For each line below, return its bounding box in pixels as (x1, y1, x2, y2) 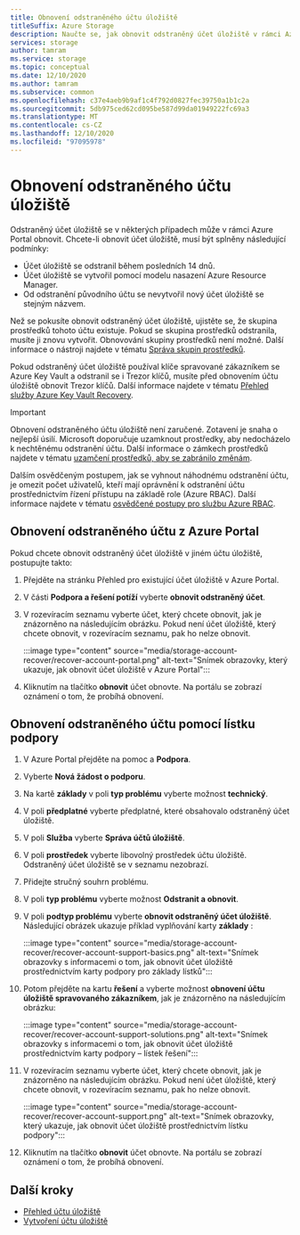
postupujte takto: (10, 557, 73, 568)
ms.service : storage (10, 54, 87, 63)
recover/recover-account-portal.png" (22, 654, 160, 665)
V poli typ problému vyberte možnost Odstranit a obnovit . (22, 894, 239, 904)
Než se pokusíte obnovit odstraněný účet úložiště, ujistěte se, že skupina (10, 315, 278, 326)
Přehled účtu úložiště (22, 1206, 101, 1217)
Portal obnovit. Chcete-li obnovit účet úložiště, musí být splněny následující (10, 233, 287, 244)
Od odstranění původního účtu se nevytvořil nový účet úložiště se (22, 289, 264, 299)
